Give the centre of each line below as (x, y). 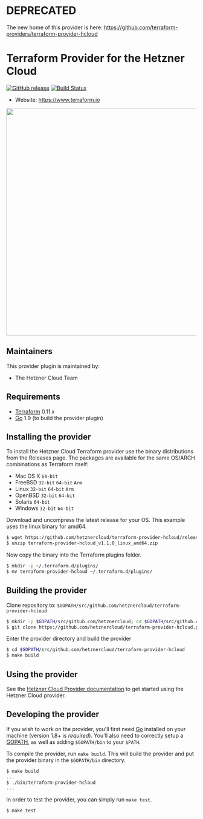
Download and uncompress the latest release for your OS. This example (96, 520)
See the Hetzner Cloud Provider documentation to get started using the (95, 689)
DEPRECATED (41, 11)
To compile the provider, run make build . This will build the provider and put (100, 754)
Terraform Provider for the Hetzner (96, 59)
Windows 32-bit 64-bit (44, 508)
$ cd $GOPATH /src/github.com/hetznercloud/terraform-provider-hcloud (96, 650)
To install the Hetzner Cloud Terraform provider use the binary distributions (100, 452)
